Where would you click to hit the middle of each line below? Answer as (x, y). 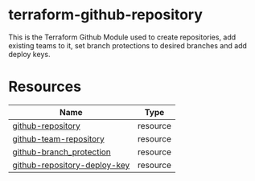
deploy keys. (29, 54)
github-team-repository (58, 138)
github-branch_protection (62, 152)
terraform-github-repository (106, 15)
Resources (45, 87)
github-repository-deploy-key (71, 165)
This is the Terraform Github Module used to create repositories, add (122, 37)
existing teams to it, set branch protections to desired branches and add (128, 45)
